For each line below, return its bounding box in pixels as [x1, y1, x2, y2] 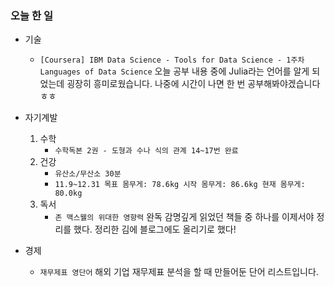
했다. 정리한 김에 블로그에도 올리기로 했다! [73, 223, 237, 236]
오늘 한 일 [10, 8, 53, 22]
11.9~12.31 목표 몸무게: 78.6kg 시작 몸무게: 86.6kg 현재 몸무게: [54, 180, 306, 190]
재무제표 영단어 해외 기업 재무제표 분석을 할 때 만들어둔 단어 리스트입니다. [39, 266, 319, 278]
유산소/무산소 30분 [54, 169, 122, 179]
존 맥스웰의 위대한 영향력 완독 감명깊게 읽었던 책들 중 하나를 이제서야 [54, 211, 315, 223]
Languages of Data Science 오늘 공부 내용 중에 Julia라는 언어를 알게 [39, 65, 310, 77]
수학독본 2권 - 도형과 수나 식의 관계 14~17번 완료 [54, 146, 239, 156]
